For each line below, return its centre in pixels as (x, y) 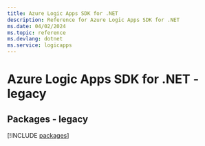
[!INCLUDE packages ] (38, 135)
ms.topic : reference (37, 33)
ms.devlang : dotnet (35, 39)
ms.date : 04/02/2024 (37, 26)
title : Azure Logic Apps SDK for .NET (63, 13)
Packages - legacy (47, 119)
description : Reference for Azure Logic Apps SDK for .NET (94, 20)
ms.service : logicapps (40, 45)
